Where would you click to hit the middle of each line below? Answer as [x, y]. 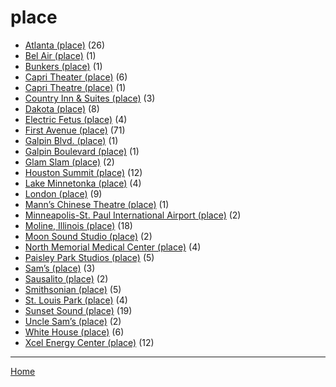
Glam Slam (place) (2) [69, 162]
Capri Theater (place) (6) [76, 77]
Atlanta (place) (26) [65, 45]
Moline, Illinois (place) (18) [78, 225]
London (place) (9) [63, 193]
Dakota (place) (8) [62, 108]
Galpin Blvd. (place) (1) [71, 140]
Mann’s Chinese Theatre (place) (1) [97, 204]
